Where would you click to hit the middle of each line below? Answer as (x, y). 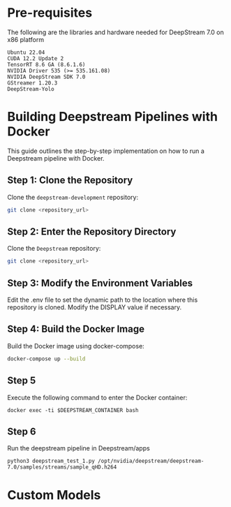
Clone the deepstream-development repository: (73, 197)
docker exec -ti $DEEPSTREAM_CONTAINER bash (73, 410)
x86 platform (25, 39)
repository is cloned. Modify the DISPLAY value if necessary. (95, 307)
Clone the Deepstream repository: (54, 249)
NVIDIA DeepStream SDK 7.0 (46, 77)
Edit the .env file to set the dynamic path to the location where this (103, 300)
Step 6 (22, 431)
